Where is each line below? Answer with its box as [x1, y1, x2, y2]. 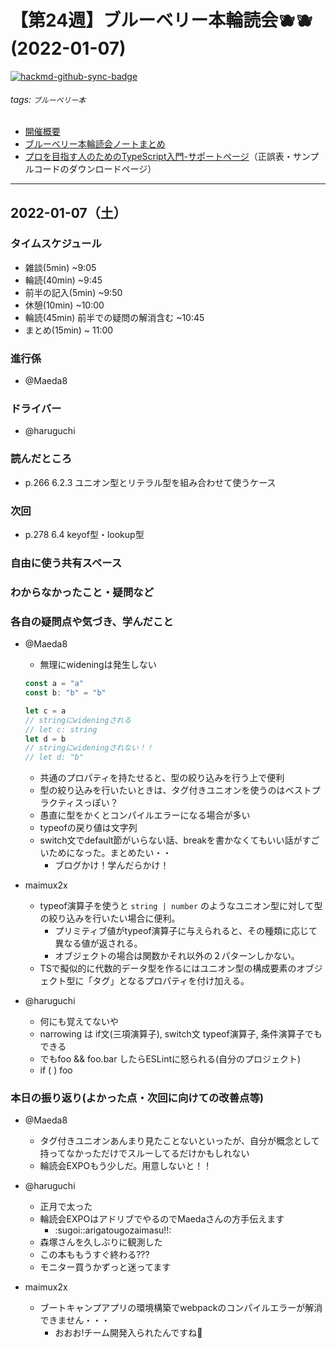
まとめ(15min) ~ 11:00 [24, 324, 114, 336]
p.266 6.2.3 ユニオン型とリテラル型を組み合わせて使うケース [24, 476, 277, 488]
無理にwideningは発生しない [39, 659, 157, 671]
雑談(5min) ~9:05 [24, 261, 97, 273]
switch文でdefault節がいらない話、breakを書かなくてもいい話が [39, 834, 303, 846]
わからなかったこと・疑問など [10, 585, 155, 599]
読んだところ [10, 452, 73, 466]
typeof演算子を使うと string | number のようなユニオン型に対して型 [39, 900, 323, 912]
